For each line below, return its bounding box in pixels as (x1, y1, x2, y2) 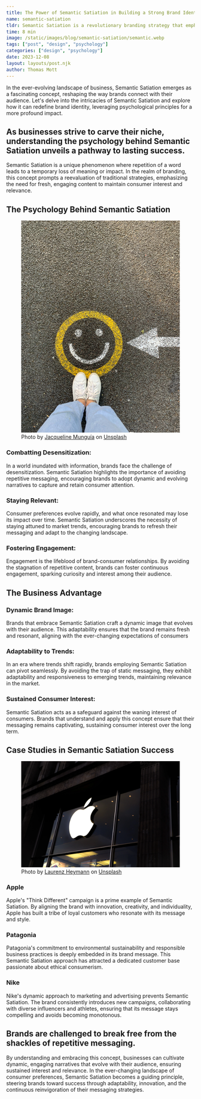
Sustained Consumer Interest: (6, 695, 96, 703)
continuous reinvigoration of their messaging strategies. (6, 1086, 145, 1093)
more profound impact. (6, 109, 63, 116)
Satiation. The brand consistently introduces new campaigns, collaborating (6, 998, 191, 1005)
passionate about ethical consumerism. (6, 963, 103, 971)
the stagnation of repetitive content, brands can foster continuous (6, 564, 169, 571)
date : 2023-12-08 (6, 54, 50, 60)
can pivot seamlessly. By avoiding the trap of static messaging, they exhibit (6, 667, 191, 675)
